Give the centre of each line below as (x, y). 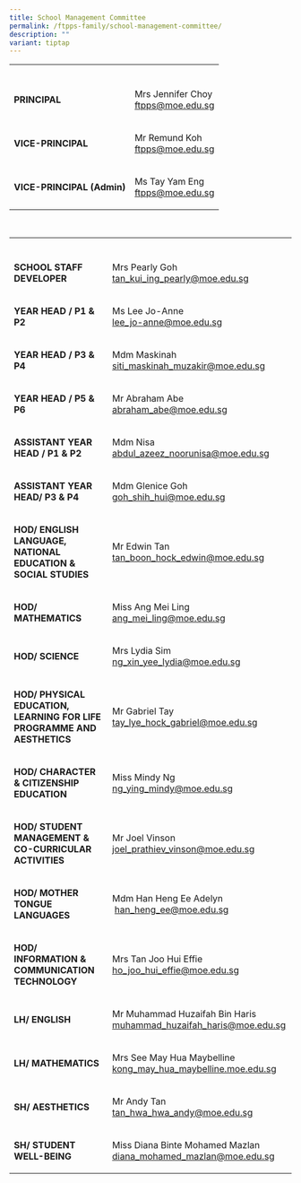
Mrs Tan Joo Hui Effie (157, 959)
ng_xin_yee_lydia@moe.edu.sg (176, 662)
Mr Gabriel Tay (143, 711)
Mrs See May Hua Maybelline (173, 1057)
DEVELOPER (40, 279)
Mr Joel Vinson (144, 838)
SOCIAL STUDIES (52, 575)
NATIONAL (37, 552)
